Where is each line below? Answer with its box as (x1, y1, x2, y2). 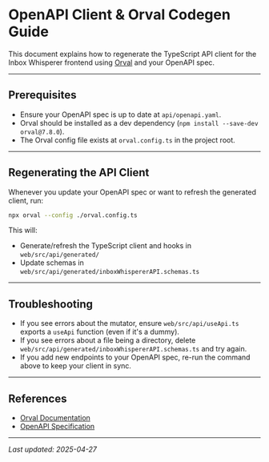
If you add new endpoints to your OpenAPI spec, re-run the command (19, 352, 251, 362)
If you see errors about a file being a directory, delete (19, 335, 196, 345)
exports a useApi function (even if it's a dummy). (19, 327, 180, 337)
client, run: (8, 195, 44, 205)
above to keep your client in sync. (19, 361, 132, 371)
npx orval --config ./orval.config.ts (8, 211, 138, 219)
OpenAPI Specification (19, 422, 95, 432)
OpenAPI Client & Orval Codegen (8, 6, 231, 24)
